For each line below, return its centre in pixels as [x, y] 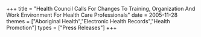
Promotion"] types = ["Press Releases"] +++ [62, 27]
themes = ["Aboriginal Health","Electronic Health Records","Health [88, 21]
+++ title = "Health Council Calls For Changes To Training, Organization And [101, 9]
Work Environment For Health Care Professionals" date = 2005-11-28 [92, 15]
